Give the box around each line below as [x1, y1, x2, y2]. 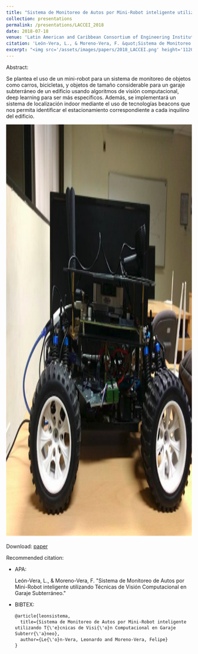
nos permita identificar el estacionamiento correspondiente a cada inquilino [6, 106, 190, 113]
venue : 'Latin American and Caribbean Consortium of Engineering [6, 34, 170, 41]
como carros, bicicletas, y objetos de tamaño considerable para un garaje [6, 81, 186, 88]
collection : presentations [6, 15, 72, 22]
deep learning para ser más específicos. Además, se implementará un [6, 94, 176, 101]
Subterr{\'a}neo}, [14, 630, 60, 636]
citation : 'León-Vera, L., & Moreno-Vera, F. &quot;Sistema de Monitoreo [6, 41, 192, 47]
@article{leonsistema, [14, 613, 71, 619]
